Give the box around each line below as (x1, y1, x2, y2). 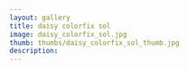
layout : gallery (9, 13, 70, 22)
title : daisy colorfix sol (9, 22, 111, 30)
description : (9, 47, 59, 56)
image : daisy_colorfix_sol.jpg (9, 30, 127, 39)
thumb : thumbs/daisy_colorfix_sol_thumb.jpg (9, 38, 180, 47)
